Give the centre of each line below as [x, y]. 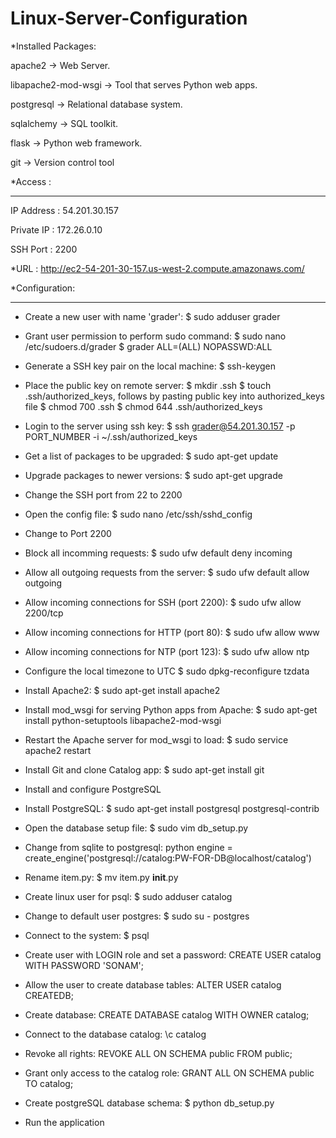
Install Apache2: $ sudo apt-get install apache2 [122, 690]
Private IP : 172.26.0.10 [56, 229]
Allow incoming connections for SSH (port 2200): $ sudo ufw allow [163, 602]
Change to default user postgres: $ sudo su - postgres [137, 916]
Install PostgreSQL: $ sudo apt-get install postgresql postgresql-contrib [172, 808]
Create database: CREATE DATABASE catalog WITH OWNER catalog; [167, 1014]
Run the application [64, 1122]
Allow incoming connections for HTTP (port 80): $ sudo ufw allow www [172, 632]
